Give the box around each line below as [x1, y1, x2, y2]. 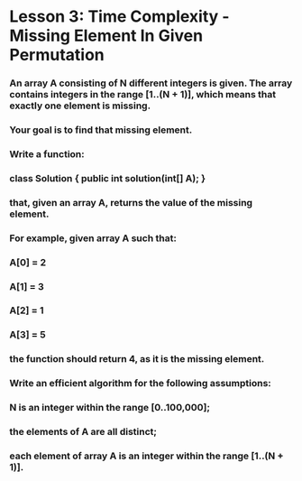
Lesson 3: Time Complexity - [9, 6, 230, 27]
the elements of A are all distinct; [9, 426, 158, 439]
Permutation [9, 45, 105, 65]
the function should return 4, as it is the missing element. [9, 353, 265, 365]
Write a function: [9, 147, 86, 160]
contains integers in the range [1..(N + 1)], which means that [9, 88, 277, 101]
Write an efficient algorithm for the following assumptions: [9, 377, 272, 390]
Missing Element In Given [9, 25, 204, 46]
